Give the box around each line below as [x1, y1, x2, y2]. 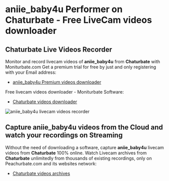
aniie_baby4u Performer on [5, 4, 123, 15]
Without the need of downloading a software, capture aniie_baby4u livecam [5, 144, 164, 150]
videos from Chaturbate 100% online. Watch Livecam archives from [5, 150, 147, 156]
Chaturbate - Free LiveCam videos [5, 14, 152, 26]
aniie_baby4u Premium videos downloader [12, 79, 101, 85]
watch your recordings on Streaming [5, 131, 123, 140]
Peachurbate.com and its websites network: [5, 160, 97, 166]
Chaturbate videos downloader [12, 99, 77, 105]
